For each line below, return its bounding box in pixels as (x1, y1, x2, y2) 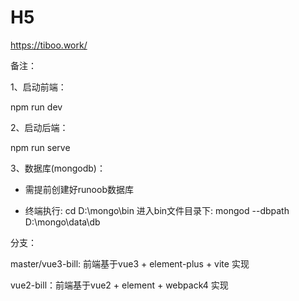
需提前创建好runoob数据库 (24, 183, 134, 195)
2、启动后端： (10, 121, 69, 133)
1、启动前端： (10, 81, 67, 93)
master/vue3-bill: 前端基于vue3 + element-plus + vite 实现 (10, 257, 250, 270)
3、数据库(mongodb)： (10, 162, 106, 174)
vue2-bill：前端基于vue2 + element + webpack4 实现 (10, 279, 229, 291)
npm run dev (10, 101, 63, 113)
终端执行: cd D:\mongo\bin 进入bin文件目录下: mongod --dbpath (24, 204, 290, 216)
